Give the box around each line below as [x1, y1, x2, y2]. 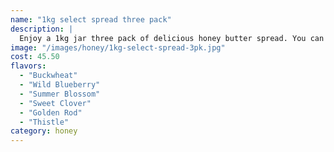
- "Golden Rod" [19, 107, 83, 118]
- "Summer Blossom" [19, 89, 101, 99]
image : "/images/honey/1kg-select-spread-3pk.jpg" [10, 42, 226, 53]
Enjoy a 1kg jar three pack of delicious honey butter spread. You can [19, 33, 325, 43]
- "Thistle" [19, 117, 70, 127]
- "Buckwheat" [19, 71, 78, 81]
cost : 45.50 [10, 52, 60, 62]
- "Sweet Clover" [19, 98, 92, 108]
